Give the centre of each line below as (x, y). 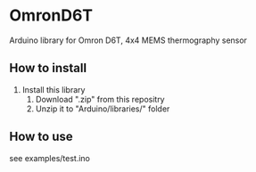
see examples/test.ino (50, 158)
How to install (48, 68)
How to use (41, 137)
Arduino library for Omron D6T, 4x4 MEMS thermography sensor (128, 40)
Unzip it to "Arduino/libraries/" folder (103, 109)
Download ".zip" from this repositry (100, 99)
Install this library (54, 89)
